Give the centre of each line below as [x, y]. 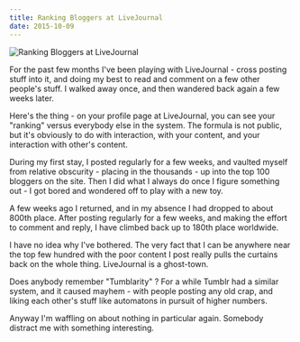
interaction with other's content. [68, 144]
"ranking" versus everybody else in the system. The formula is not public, [145, 125]
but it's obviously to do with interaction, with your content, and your [135, 134]
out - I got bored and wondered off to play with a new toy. [116, 190]
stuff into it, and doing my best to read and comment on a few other [135, 79]
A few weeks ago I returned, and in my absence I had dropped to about [141, 208]
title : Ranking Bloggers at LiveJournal [86, 18]
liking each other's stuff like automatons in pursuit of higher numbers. [138, 300]
